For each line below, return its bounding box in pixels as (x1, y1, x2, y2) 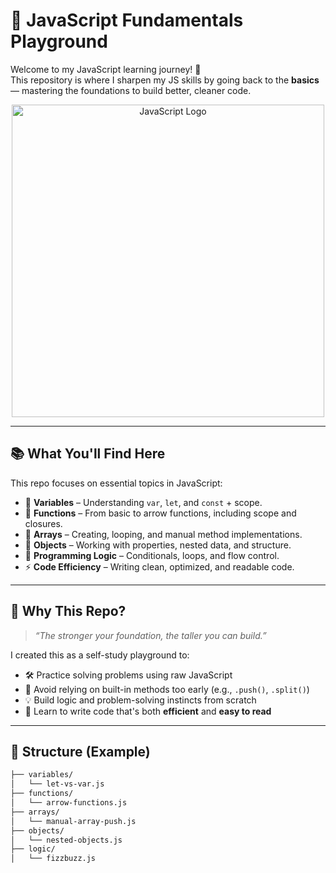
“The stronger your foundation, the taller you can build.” (34, 629, 267, 641)
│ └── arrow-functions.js (10, 798, 128, 808)
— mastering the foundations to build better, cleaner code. (10, 84, 252, 96)
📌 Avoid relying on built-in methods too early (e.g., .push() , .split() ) (24, 683, 310, 695)
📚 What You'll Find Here (10, 445, 166, 463)
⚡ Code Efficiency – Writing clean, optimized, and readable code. (24, 560, 295, 573)
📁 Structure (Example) (10, 743, 151, 760)
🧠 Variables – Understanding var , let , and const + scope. (24, 496, 263, 508)
